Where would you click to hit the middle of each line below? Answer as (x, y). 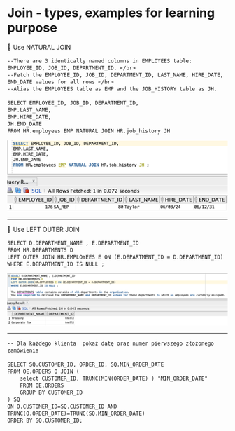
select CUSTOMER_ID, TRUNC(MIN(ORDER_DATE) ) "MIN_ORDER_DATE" (114, 379)
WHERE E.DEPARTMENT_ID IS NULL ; (56, 264)
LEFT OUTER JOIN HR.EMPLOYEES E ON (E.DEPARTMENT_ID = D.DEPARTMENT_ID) (115, 257)
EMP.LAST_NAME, (29, 110)
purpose (32, 28)
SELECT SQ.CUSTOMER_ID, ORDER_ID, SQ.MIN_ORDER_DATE (86, 365)
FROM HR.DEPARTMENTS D (40, 250)
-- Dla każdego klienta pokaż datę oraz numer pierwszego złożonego (111, 344)
